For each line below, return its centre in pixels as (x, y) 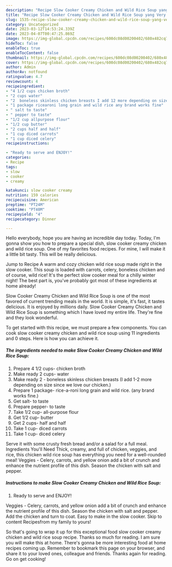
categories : (18, 157)
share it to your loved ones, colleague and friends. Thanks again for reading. (86, 554)
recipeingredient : (25, 86)
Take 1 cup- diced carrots (40, 429)
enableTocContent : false (32, 53)
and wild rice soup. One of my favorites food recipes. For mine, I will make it (85, 249)
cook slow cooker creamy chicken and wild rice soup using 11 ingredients (83, 333)
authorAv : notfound (27, 72)
